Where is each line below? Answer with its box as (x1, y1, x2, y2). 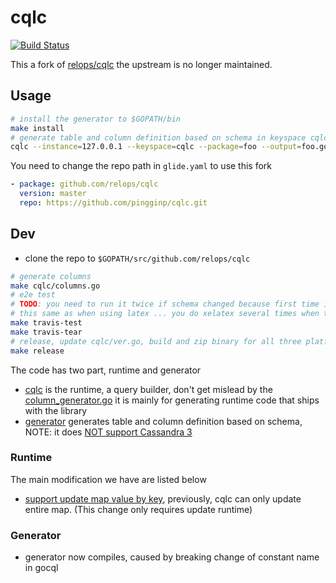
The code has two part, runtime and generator (10, 364, 202, 376)
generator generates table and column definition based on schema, (24, 415, 303, 427)
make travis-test (10, 318, 83, 328)
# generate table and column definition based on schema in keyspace (10, 132, 307, 143)
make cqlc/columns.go (10, 281, 101, 291)
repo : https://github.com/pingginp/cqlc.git (19, 198, 208, 208)
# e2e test (10, 290, 56, 300)
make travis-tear (10, 327, 83, 337)
